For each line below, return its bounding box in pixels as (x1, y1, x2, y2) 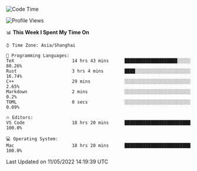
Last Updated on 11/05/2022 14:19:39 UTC (6, 158, 109, 165)
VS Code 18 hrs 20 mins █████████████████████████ (6, 120, 191, 126)
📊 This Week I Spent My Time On (6, 29, 89, 35)
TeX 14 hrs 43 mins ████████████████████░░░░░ (6, 58, 191, 64)
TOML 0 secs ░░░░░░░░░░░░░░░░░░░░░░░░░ (6, 99, 191, 105)
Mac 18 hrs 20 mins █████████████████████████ (6, 143, 191, 149)
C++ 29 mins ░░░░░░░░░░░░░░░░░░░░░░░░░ (6, 78, 191, 84)
